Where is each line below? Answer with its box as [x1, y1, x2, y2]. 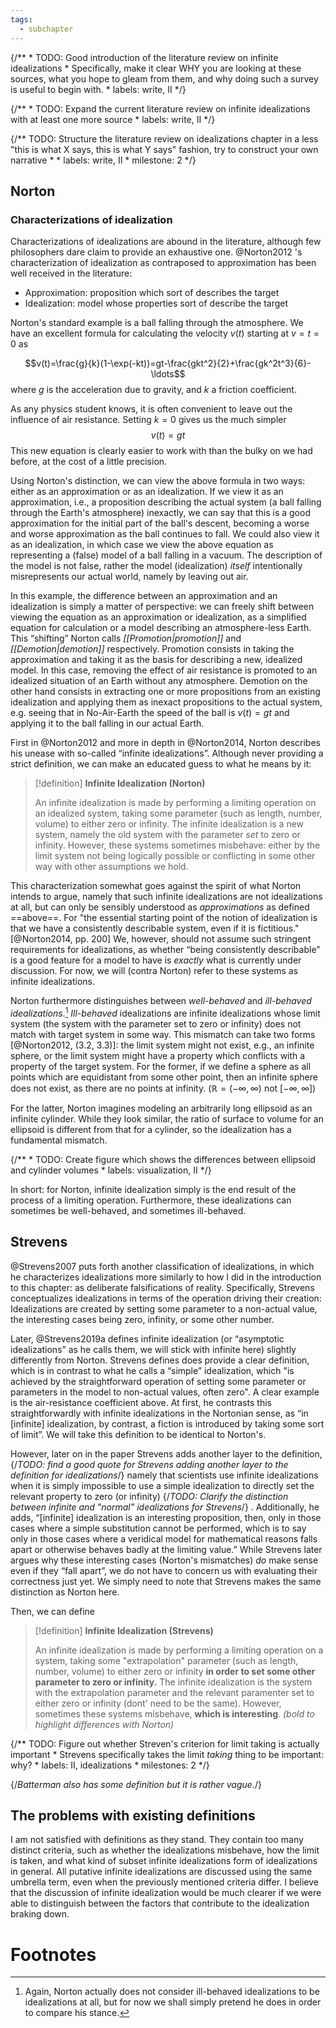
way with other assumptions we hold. [34, 861, 189, 873]
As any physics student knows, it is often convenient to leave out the [10, 403, 293, 415]
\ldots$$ [150, 368, 186, 380]
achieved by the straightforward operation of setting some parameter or [10, 1375, 307, 1387]
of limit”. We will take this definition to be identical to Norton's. [10, 1428, 267, 1440]
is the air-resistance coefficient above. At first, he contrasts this [10, 1396, 272, 1408]
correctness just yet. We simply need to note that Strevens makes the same [10, 1575, 322, 1587]
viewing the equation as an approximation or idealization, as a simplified [10, 611, 307, 623]
